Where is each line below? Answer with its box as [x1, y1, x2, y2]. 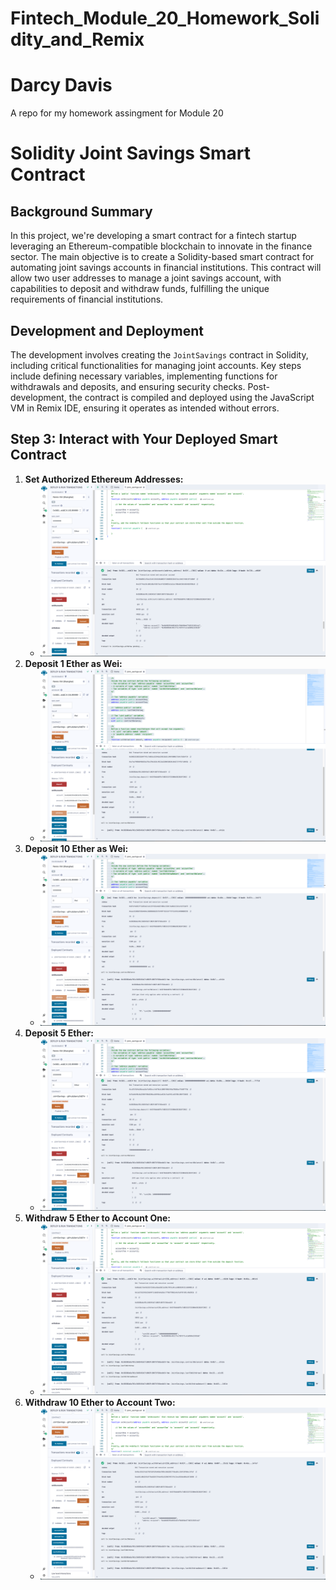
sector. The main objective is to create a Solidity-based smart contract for [10, 251, 315, 263]
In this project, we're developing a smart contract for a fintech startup [10, 230, 297, 242]
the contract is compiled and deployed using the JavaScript [68, 391, 315, 403]
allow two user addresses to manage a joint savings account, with [10, 272, 282, 284]
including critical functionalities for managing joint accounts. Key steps [10, 359, 302, 371]
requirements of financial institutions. [10, 293, 164, 306]
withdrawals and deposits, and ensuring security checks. [10, 380, 246, 392]
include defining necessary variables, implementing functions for [10, 370, 278, 382]
